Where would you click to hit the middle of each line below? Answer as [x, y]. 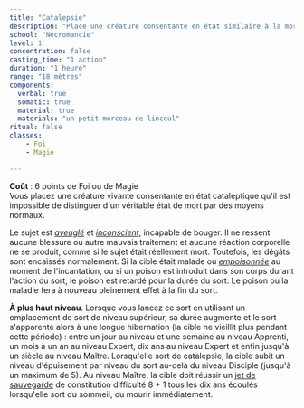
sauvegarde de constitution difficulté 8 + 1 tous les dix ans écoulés [133, 384]
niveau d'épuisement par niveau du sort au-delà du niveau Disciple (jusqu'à [150, 365]
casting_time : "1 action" [58, 60]
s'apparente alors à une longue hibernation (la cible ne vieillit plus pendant [148, 327]
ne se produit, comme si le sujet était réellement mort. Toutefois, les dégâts [150, 251]
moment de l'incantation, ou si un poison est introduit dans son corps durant [152, 270]
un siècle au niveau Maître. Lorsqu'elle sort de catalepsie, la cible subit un [147, 356]
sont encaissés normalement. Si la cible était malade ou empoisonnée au [145, 261]
